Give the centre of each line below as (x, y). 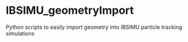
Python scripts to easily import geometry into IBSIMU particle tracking (94, 27)
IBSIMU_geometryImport (70, 10)
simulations (20, 33)
